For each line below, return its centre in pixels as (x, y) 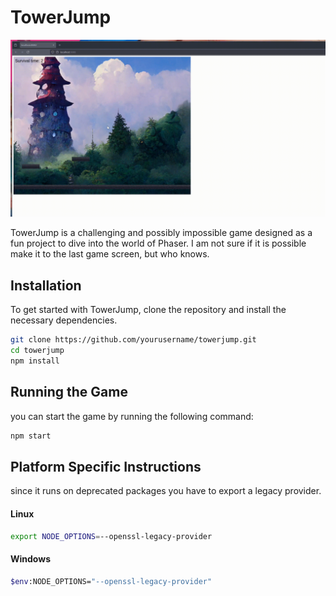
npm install (35, 361)
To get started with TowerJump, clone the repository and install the (148, 310)
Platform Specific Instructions (106, 466)
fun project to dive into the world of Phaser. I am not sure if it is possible (158, 243)
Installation (46, 285)
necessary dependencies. (64, 320)
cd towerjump (37, 351)
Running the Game (69, 392)
